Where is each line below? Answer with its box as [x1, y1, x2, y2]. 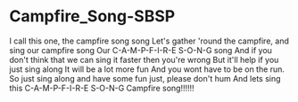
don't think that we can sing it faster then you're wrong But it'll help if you [9, 54, 279, 65]
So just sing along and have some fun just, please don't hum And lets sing [9, 73, 281, 83]
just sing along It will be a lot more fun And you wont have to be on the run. [9, 64, 286, 75]
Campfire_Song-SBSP [9, 6, 176, 27]
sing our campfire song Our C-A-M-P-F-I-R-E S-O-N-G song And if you [9, 44, 272, 55]
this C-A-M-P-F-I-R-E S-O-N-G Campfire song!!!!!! [9, 82, 195, 93]
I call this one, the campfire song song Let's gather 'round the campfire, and [9, 35, 290, 46]
